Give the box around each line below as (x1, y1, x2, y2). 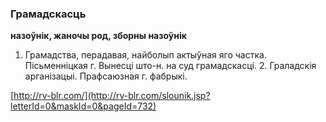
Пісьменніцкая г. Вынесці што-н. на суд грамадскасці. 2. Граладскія (24, 60, 317, 72)
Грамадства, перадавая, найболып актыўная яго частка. (24, 49, 267, 61)
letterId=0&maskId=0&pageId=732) (10, 100, 157, 112)
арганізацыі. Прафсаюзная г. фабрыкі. (24, 70, 188, 82)
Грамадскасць (10, 7, 87, 21)
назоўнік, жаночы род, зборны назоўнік (10, 30, 187, 42)
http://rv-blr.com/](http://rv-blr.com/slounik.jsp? (13, 90, 211, 102)
